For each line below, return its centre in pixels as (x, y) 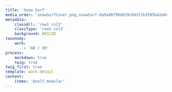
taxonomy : (16, 39)
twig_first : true (24, 67)
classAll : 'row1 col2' (39, 24)
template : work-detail (29, 72)
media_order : (19, 15)
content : (15, 77)
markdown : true (31, 57)
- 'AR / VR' (37, 48)
